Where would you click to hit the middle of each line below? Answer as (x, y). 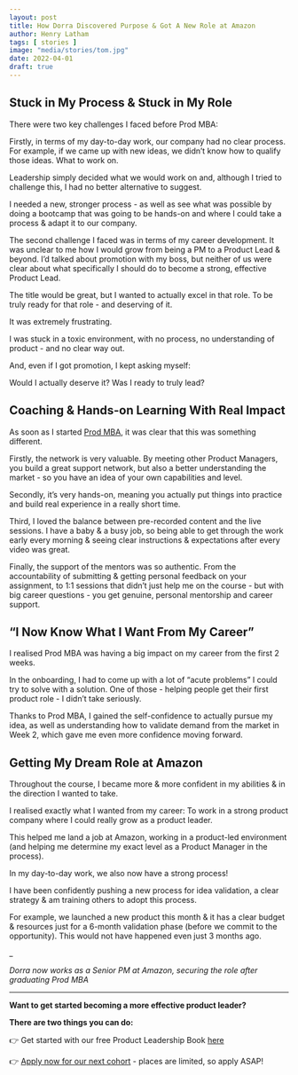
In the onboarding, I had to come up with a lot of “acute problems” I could (143, 680)
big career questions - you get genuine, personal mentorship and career (141, 594)
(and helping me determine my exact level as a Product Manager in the (138, 847)
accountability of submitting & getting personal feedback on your (128, 576)
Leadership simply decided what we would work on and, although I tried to (145, 177)
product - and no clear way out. (67, 348)
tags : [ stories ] (43, 42)
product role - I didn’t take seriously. (75, 699)
